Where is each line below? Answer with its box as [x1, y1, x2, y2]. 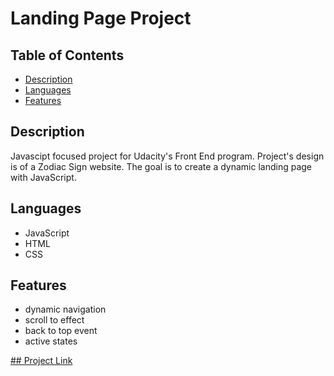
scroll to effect [24, 314, 85, 326]
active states [24, 335, 78, 347]
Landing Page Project [10, 7, 192, 30]
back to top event [24, 325, 98, 337]
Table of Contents [10, 47, 125, 64]
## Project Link [10, 355, 73, 367]
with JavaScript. [10, 171, 77, 183]
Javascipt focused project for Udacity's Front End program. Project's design [10, 150, 325, 162]
